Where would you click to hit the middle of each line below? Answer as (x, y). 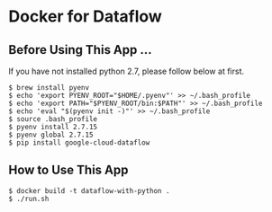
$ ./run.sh (29, 199)
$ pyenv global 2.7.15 (51, 135)
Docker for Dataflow (86, 17)
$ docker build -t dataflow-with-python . (89, 190)
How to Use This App (68, 170)
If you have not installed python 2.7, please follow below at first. (127, 71)
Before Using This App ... (80, 50)
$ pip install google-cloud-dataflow (79, 143)
